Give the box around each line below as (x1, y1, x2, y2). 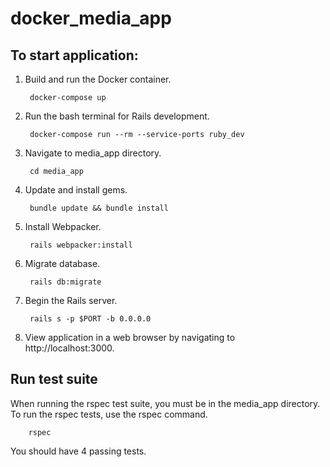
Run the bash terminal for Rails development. (24, 110, 210, 122)
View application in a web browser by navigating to (24, 332, 236, 343)
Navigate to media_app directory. (24, 147, 162, 159)
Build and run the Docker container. (24, 73, 172, 85)
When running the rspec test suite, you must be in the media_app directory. (10, 397, 321, 409)
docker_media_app (10, 7, 172, 30)
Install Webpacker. (24, 221, 102, 232)
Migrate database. (24, 258, 101, 269)
